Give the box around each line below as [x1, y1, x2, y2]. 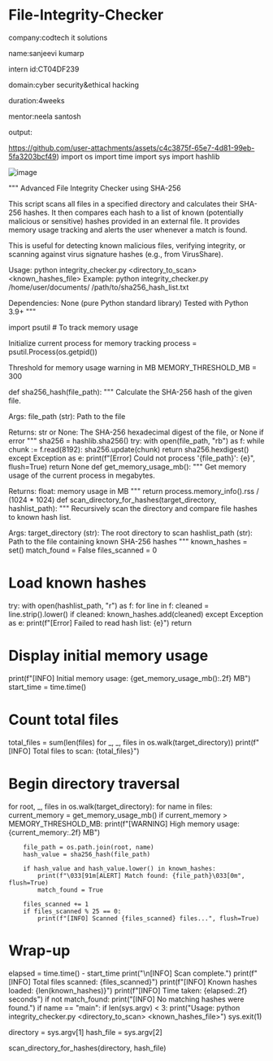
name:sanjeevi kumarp [8, 48, 84, 58]
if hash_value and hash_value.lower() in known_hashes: [23, 864, 217, 872]
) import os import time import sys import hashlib [56, 151, 220, 161]
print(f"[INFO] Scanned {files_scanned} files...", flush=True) [37, 914, 260, 923]
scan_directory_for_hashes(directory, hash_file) [8, 1043, 167, 1053]
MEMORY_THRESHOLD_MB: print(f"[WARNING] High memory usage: [8, 819, 240, 828]
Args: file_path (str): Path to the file [8, 411, 126, 421]
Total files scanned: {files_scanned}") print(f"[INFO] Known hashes [32, 976, 258, 986]
